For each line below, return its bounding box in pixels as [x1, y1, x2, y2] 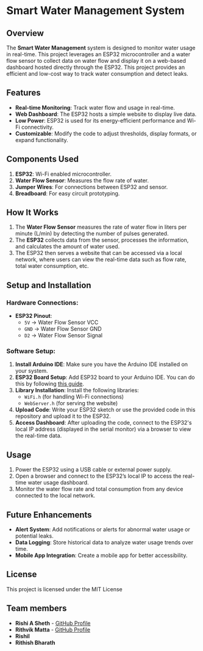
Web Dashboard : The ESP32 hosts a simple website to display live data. [15, 110, 197, 118]
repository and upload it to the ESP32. [15, 412, 111, 420]
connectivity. [21, 123, 54, 131]
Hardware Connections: [6, 298, 79, 307]
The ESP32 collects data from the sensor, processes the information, [15, 236, 189, 244]
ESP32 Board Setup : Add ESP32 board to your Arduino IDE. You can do [15, 373, 195, 381]
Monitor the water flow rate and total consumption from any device [15, 486, 183, 493]
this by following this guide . [15, 380, 84, 387]
